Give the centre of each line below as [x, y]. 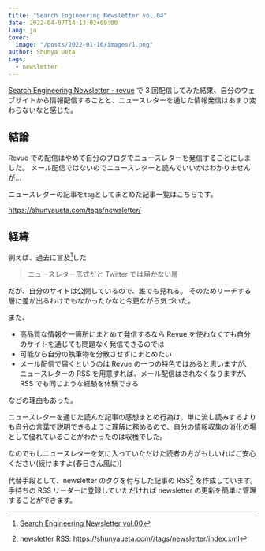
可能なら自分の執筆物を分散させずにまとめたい [95, 354]
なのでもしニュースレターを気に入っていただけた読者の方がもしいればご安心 [132, 453]
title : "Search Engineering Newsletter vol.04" [88, 15]
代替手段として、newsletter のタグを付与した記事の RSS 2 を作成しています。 [132, 480]
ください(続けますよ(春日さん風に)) [65, 464]
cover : [19, 37]
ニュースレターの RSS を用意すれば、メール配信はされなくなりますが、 [135, 374]
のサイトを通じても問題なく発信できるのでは [92, 344]
